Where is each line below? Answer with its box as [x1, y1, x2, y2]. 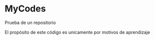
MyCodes [4, 3, 46, 14]
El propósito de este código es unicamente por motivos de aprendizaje [4, 29, 150, 35]
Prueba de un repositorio [4, 19, 56, 25]
